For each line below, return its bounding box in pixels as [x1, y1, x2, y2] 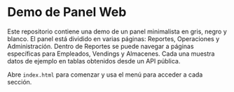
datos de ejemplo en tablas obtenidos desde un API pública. [7, 56, 181, 65]
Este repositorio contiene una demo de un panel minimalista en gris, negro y [7, 27, 228, 36]
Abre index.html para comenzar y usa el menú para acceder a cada [7, 70, 203, 79]
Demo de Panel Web [7, 4, 127, 20]
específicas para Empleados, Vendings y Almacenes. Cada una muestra [7, 49, 215, 58]
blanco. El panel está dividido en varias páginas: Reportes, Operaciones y [7, 34, 220, 43]
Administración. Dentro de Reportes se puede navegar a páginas [7, 42, 194, 50]
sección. [7, 77, 32, 86]
